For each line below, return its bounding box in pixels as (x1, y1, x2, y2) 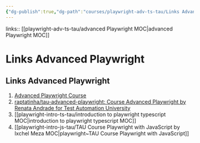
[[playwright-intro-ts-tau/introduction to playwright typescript (14, 111, 166, 118)
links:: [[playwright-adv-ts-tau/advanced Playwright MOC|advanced (5, 25, 173, 32)
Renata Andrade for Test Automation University (14, 104, 131, 111)
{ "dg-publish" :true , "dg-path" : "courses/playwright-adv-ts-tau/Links (5, 8, 180, 15)
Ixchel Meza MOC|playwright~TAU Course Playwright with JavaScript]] (14, 129, 189, 137)
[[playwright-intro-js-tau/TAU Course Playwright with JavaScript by (14, 123, 180, 130)
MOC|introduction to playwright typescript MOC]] (14, 117, 137, 124)
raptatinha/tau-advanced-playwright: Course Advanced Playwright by (14, 98, 186, 105)
